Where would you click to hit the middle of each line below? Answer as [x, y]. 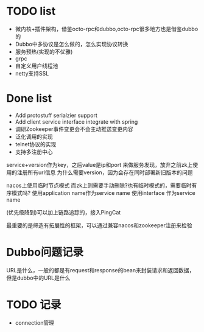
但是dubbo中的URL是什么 [38, 278]
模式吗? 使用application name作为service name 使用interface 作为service [104, 192]
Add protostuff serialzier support [56, 115]
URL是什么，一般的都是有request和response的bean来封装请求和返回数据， [100, 270]
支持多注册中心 [34, 152]
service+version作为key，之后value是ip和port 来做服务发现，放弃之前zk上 [100, 164]
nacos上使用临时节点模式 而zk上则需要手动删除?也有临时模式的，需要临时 [99, 185]
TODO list [31, 11]
